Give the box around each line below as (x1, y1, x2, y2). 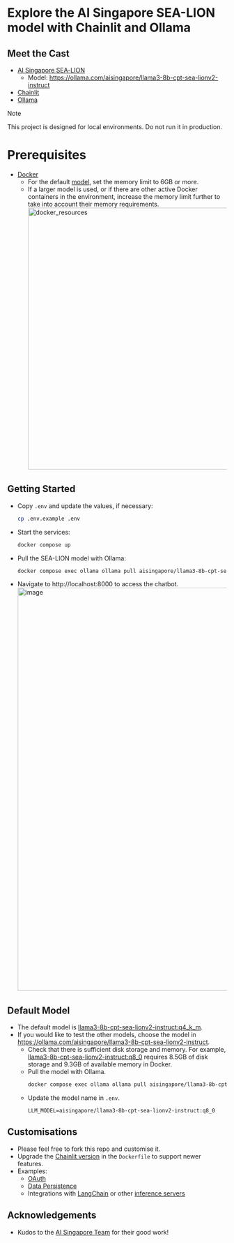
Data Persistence (27, 1182, 77, 1190)
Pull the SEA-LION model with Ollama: (17, 553, 127, 563)
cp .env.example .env (17, 515, 80, 522)
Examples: (17, 1167, 47, 1175)
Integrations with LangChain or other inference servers (27, 1189, 186, 1198)
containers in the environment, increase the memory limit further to (27, 192, 221, 200)
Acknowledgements (7, 1209, 97, 1221)
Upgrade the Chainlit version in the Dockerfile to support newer (17, 1152, 201, 1160)
